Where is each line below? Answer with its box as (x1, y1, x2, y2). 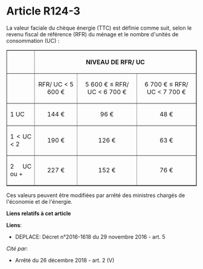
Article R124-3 (6, 4, 80, 18)
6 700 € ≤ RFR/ (144, 80, 188, 88)
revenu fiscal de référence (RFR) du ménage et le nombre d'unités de (6, 30, 179, 37)
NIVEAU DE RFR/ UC (85, 57, 145, 66)
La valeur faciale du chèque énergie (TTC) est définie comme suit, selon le (6, 24, 192, 31)
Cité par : (6, 245, 28, 252)
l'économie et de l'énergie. (6, 198, 72, 205)
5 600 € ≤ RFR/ (85, 80, 129, 88)
